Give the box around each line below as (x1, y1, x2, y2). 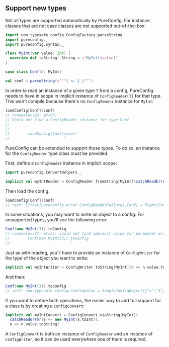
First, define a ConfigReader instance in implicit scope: (5, 160, 117, 166)
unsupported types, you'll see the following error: (5, 217, 108, 223)
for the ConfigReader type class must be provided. (5, 150, 109, 156)
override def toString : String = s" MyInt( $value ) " (10, 55, 118, 61)
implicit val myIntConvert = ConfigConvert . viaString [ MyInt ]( (5, 312, 138, 317)
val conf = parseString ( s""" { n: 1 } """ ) (5, 78, 94, 83)
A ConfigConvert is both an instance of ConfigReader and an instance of (5, 331, 153, 337)
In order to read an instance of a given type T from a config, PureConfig (5, 88, 153, 94)
